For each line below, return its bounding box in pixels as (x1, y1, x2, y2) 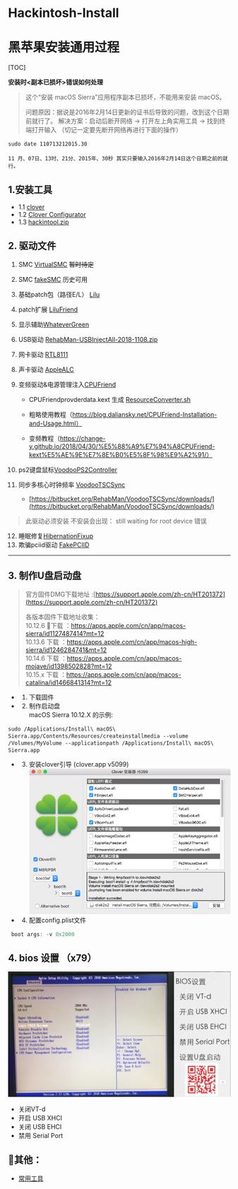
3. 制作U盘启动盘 (8, 570, 82, 582)
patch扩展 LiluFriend (18, 305, 78, 314)
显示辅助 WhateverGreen (18, 320, 90, 329)
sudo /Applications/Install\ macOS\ (8, 726, 116, 733)
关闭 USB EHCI (18, 1122, 62, 1131)
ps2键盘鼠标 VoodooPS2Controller (18, 465, 117, 474)
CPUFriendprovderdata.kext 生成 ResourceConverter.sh (28, 395, 191, 403)
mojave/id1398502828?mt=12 (25, 662, 112, 670)
